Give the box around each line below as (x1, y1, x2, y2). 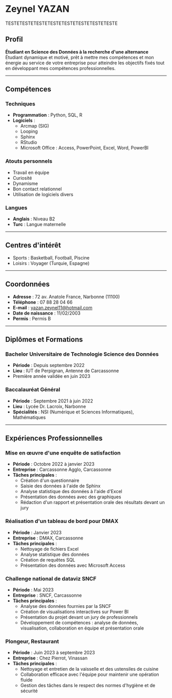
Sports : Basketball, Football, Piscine (12, 254, 90, 260)
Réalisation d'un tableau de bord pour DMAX (5, 518, 119, 525)
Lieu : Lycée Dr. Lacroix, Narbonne (12, 403, 86, 409)
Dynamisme (12, 180, 38, 186)
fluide (20, 677, 33, 683)
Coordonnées (5, 280, 50, 289)
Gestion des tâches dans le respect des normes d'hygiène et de (20, 683, 156, 689)
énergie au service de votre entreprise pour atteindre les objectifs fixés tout (5, 60, 165, 66)
